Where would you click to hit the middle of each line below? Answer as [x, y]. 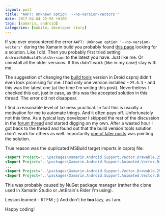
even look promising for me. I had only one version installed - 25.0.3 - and [80, 83]
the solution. [18, 139]
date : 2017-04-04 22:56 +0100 [36, 19]
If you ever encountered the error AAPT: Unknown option [61, 42]
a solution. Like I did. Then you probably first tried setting [63, 52]
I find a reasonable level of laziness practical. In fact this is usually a [74, 108]
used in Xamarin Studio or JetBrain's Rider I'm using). [59, 190]
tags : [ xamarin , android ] [31, 23]
